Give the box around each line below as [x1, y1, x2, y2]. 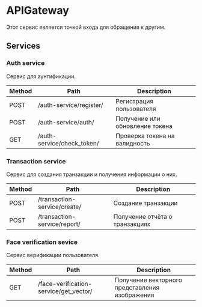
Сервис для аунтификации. [6, 73, 76, 80]
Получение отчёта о [113, 212, 173, 220]
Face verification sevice [6, 238, 78, 246]
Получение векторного [114, 276, 182, 284]
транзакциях [113, 220, 151, 228]
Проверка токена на [115, 132, 175, 140]
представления [114, 284, 160, 292]
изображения [114, 291, 155, 299]
